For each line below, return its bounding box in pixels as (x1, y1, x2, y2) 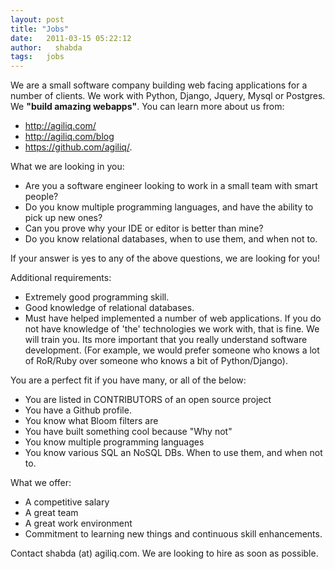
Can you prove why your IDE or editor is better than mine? (24, 222, 264, 235)
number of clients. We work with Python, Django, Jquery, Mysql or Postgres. (10, 90, 326, 102)
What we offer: (10, 477, 72, 489)
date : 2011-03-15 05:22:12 (10, 33, 132, 43)
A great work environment (24, 517, 133, 530)
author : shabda (10, 42, 83, 53)
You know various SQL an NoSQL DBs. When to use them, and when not (24, 447, 323, 459)
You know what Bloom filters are (24, 415, 159, 427)
